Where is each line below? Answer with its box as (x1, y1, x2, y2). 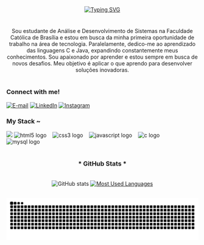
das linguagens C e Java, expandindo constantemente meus (26, 47, 178, 54)
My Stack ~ (6, 117, 41, 125)
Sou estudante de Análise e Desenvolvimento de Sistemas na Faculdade (12, 27, 193, 35)
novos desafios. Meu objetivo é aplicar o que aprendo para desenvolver (12, 60, 193, 67)
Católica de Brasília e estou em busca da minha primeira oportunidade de (10, 34, 195, 42)
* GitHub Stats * (78, 159, 127, 168)
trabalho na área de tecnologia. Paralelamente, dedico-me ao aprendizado (9, 40, 196, 48)
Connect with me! (6, 88, 60, 97)
